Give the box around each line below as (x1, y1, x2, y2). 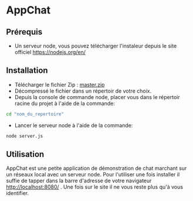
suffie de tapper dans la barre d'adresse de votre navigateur (6, 177, 152, 185)
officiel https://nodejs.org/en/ (14, 49, 86, 56)
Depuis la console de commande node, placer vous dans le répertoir (14, 93, 180, 100)
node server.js (6, 133, 43, 139)
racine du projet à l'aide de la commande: (14, 100, 116, 107)
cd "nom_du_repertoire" (6, 111, 65, 117)
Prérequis (6, 27, 43, 37)
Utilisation (6, 149, 45, 159)
